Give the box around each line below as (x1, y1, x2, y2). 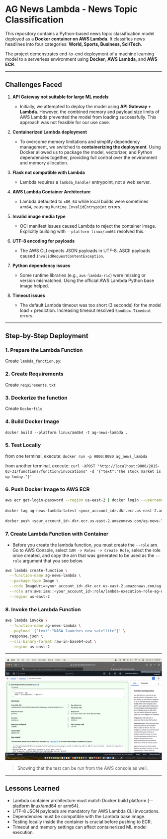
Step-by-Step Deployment (5, 332, 88, 340)
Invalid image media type (12, 213, 66, 219)
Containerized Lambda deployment (12, 129, 87, 135)
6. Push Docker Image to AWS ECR (5, 486, 90, 493)
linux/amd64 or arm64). (30, 803, 80, 809)
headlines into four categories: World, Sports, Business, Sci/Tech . (5, 41, 143, 47)
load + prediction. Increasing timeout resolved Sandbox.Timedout (19, 307, 152, 313)
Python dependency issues (12, 263, 71, 269)
